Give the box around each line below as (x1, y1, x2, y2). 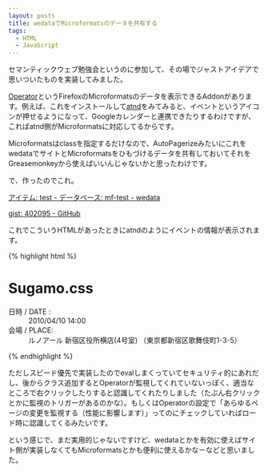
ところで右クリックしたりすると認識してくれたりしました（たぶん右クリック (8, 388, 261, 397)
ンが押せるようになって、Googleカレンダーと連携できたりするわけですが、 (8, 111, 256, 121)
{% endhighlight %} (8, 352, 74, 361)
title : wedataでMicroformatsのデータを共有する (8, 19, 158, 27)
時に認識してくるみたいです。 (14, 418, 113, 428)
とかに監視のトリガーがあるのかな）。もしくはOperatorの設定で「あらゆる (8, 398, 252, 408)
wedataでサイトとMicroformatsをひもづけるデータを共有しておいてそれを (8, 149, 251, 159)
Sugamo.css (8, 280, 94, 297)
